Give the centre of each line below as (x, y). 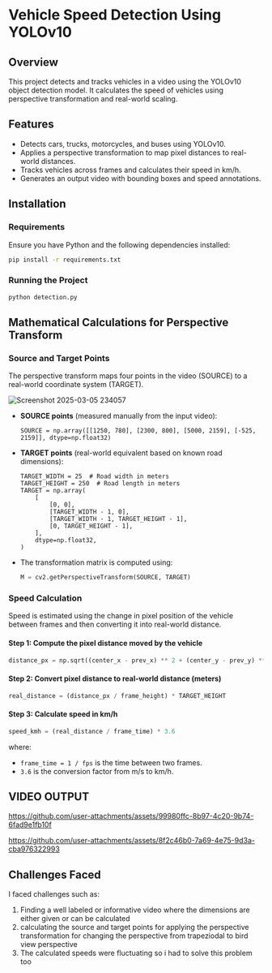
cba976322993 (34, 849)
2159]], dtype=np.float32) (66, 438)
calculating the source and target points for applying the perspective (134, 928)
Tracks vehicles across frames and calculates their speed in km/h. (130, 170)
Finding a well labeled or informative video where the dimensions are (135, 910)
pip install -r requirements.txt (65, 260)
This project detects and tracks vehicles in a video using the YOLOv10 (125, 82)
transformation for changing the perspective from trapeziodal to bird (134, 936)
